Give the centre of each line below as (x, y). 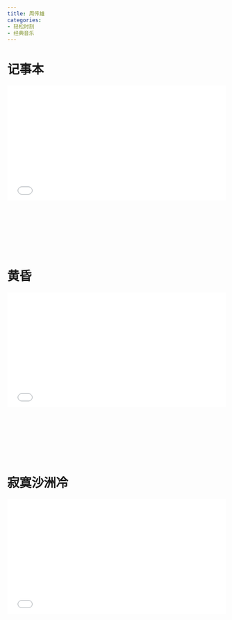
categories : (24, 20)
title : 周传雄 (26, 14)
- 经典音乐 (21, 33)
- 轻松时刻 (21, 26)
